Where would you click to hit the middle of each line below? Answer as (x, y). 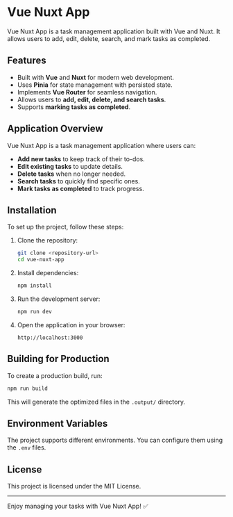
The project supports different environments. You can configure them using (115, 440)
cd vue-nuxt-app (41, 260)
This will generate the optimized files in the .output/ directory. (96, 402)
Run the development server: (59, 299)
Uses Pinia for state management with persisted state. (95, 85)
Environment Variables (58, 424)
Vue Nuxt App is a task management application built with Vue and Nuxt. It (114, 31)
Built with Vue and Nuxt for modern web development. (96, 77)
